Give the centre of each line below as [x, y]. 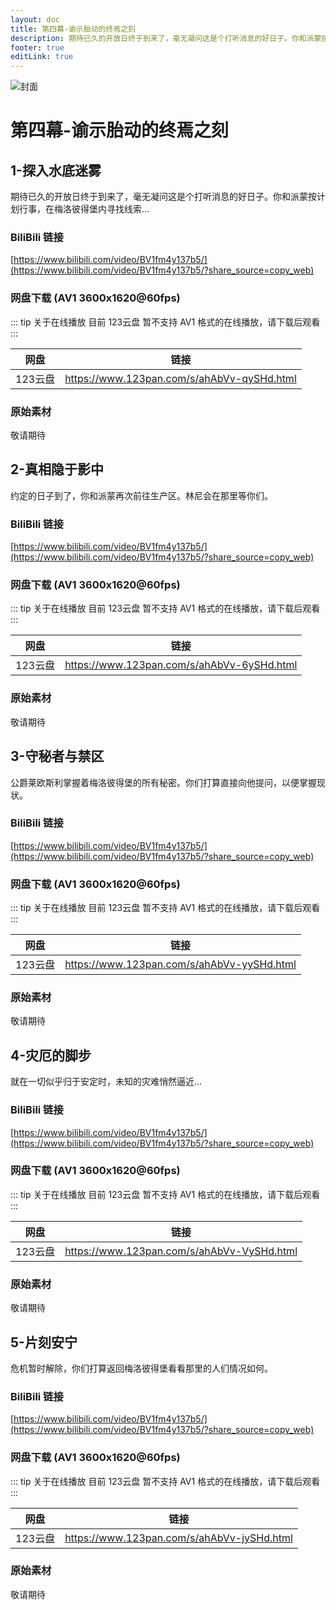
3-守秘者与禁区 [57, 756]
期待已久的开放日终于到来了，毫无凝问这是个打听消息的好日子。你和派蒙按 [163, 197]
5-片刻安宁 [44, 1342]
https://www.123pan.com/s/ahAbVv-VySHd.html [181, 1251]
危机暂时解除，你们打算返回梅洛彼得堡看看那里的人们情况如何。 [141, 1368]
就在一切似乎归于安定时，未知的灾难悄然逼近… [106, 1082]
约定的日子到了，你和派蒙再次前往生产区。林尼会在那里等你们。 [141, 495]
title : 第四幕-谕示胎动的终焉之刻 [73, 29]
